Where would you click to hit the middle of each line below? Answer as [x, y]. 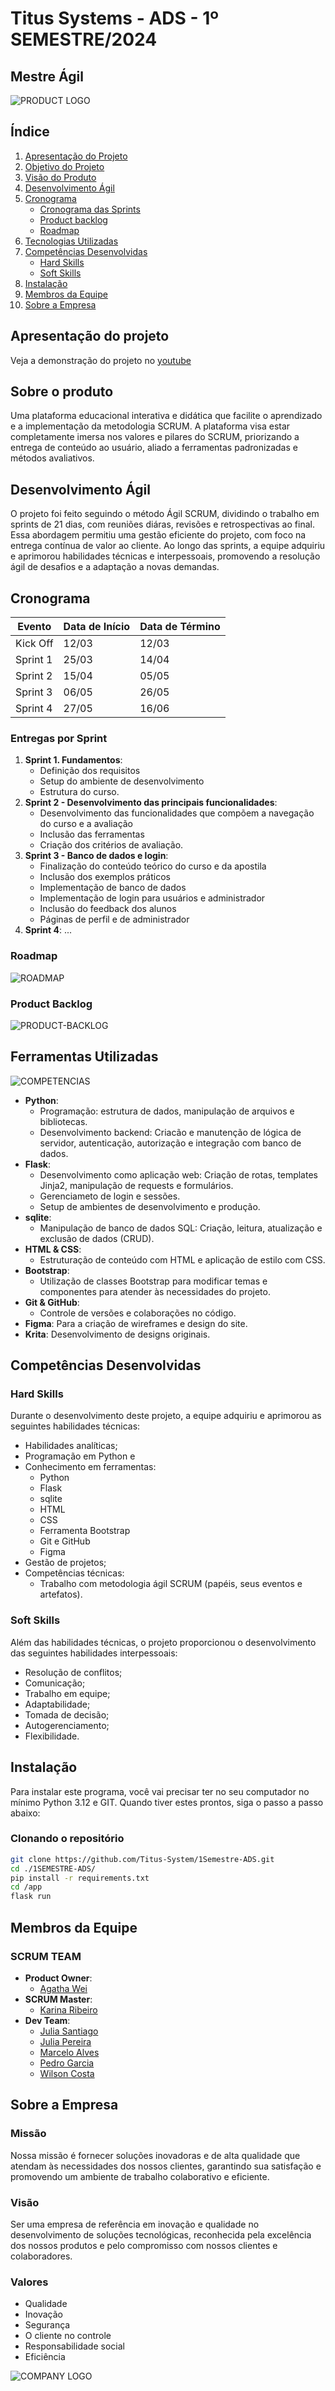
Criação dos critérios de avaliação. [111, 845]
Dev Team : [47, 2020]
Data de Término [180, 627]
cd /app [26, 1887]
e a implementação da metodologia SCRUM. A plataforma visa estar [150, 426]
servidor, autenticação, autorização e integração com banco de [170, 1143]
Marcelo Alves [69, 2052]
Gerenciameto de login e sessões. [110, 1196]
